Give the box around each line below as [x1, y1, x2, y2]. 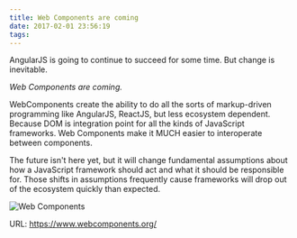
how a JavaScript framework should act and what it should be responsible [9, 164, 284, 176]
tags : [9, 30, 30, 39]
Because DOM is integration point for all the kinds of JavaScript [9, 118, 245, 129]
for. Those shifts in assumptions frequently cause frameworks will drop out [9, 174, 287, 185]
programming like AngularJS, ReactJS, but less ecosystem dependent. [9, 109, 271, 120]
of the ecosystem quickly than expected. [9, 184, 161, 195]
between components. [9, 137, 93, 149]
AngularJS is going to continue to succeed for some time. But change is [9, 55, 275, 66]
